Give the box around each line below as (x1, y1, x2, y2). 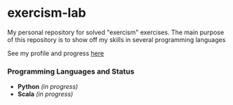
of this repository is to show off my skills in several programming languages (7, 35, 226, 43)
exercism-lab (7, 5, 86, 21)
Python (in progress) (17, 83, 79, 91)
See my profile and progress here (7, 49, 104, 57)
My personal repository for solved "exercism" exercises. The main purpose (7, 28, 225, 36)
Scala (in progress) (17, 90, 74, 99)
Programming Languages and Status (7, 66, 135, 76)
